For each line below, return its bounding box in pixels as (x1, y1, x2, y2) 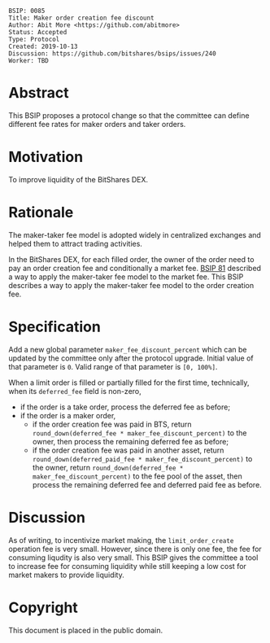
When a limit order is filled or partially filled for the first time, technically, (8, 378, 250, 387)
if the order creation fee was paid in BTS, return (32, 419, 193, 429)
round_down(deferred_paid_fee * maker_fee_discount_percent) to (32, 453, 253, 463)
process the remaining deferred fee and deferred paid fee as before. (32, 479, 262, 489)
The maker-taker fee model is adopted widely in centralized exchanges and (8, 230, 262, 239)
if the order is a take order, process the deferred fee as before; (20, 402, 230, 412)
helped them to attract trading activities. (8, 238, 142, 248)
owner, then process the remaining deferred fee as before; (32, 436, 229, 446)
